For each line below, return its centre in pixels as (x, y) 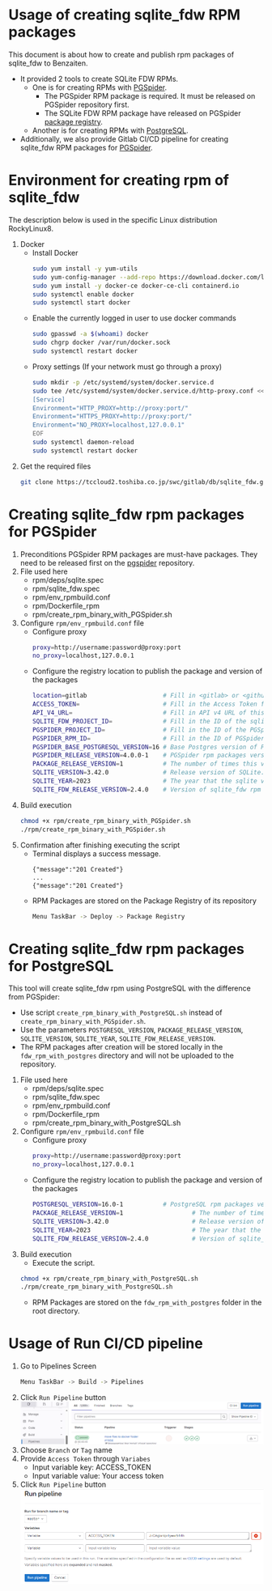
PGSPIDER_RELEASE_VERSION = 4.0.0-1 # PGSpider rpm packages (139, 755)
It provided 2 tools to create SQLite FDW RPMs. (99, 78)
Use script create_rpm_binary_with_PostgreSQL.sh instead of (121, 1012)
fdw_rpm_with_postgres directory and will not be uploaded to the (127, 1056)
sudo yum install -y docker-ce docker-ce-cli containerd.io (136, 286)
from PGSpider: (34, 997)
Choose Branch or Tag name (66, 1449)
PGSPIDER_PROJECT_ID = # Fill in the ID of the (139, 730)
